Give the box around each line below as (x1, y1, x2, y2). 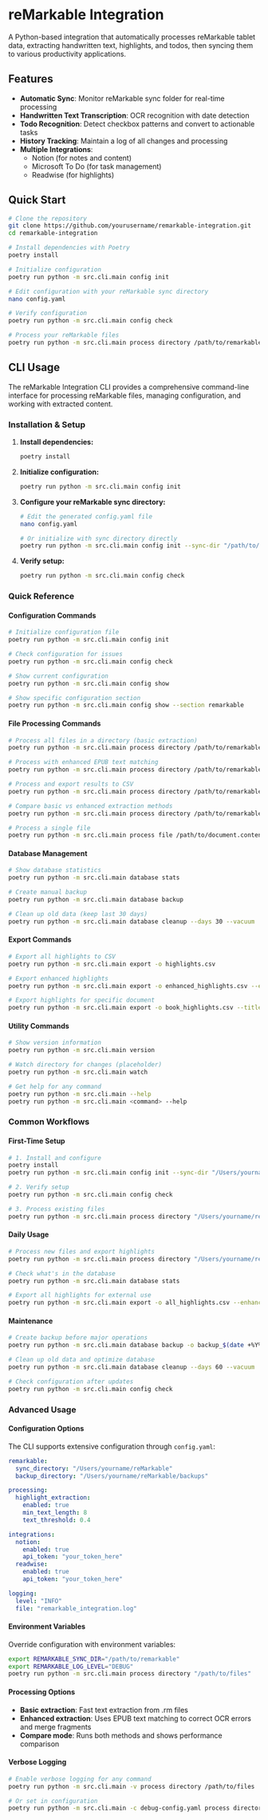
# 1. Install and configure (8, 1154, 102, 1162)
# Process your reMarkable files (8, 331, 120, 339)
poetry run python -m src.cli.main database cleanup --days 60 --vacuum (8, 1363, 255, 1371)
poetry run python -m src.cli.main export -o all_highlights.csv (8, 1298, 230, 1307)
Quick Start (8, 194, 66, 207)
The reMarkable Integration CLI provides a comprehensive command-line (8, 382, 250, 391)
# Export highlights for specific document (8, 996, 156, 1005)
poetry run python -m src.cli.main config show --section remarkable (8, 702, 245, 710)
